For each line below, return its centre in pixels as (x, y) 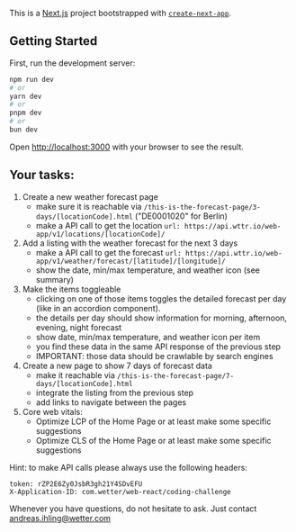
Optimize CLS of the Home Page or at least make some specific (153, 440)
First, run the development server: (72, 63)
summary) (55, 279)
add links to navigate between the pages (111, 402)
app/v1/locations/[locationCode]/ (100, 234)
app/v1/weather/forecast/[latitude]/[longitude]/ (131, 261)
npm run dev (31, 79)
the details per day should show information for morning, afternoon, (161, 318)
